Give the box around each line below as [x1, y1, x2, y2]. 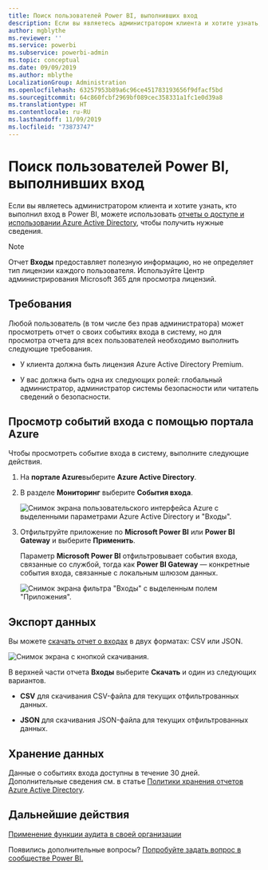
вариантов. [8, 676, 46, 686]
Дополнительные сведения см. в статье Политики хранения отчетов [8, 776, 244, 786]
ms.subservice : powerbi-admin [8, 49, 109, 57]
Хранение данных [8, 747, 104, 761]
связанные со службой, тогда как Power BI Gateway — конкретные [19, 560, 250, 569]
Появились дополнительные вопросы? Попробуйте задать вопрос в [8, 844, 242, 854]
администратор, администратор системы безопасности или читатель [19, 383, 259, 393]
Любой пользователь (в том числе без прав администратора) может [8, 318, 245, 328]
